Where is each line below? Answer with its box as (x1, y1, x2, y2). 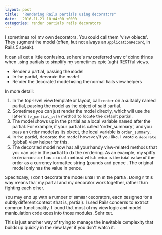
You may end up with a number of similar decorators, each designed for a (5, 195, 153, 200)
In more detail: (5, 88, 34, 94)
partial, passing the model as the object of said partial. (12, 103, 122, 109)
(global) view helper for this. (12, 139, 69, 145)
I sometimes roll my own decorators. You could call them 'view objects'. (5, 34, 148, 40)
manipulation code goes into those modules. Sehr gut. (5, 210, 113, 216)
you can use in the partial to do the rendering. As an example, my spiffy (12, 150, 156, 156)
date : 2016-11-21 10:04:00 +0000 (5, 16, 77, 21)
